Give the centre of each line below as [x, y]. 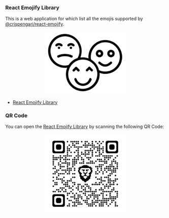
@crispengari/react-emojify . [35, 24]
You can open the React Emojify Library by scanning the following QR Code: [85, 126]
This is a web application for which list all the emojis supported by [74, 19]
